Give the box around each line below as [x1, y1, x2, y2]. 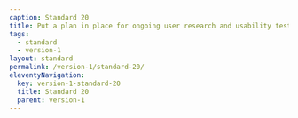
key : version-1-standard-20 [17, 79, 122, 88]
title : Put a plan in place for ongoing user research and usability [9, 21, 272, 30]
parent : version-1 [17, 95, 86, 105]
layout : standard [9, 54, 74, 63]
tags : [9, 29, 29, 38]
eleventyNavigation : [9, 71, 86, 80]
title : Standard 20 [17, 87, 90, 96]
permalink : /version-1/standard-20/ [9, 63, 145, 72]
